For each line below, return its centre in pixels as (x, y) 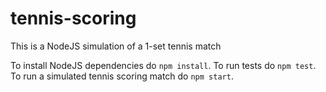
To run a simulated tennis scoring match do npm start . (122, 76)
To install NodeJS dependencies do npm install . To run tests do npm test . (163, 65)
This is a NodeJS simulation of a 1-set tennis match (116, 46)
